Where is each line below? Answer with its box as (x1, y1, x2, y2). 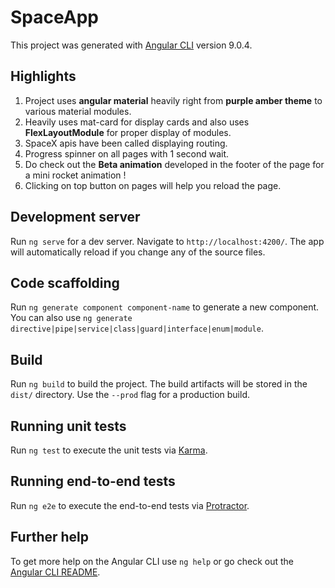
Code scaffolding (10, 274, 120, 291)
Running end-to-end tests (10, 473, 176, 490)
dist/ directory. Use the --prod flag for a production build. (10, 389, 250, 401)
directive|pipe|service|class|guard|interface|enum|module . (10, 322, 264, 335)
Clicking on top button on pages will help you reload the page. (24, 179, 282, 191)
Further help (10, 529, 90, 546)
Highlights (10, 68, 77, 85)
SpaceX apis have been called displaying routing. (24, 137, 228, 149)
